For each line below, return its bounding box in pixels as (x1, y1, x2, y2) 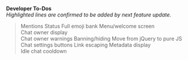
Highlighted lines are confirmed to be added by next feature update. (6, 11, 172, 18)
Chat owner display (20, 29, 68, 36)
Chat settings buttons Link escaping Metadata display (20, 41, 151, 48)
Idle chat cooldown (20, 48, 67, 55)
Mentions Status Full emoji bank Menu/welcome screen (20, 23, 155, 29)
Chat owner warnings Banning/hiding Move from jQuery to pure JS (20, 35, 182, 42)
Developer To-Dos (6, 5, 52, 12)
